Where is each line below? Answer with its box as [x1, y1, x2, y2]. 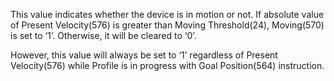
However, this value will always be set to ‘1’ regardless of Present [10, 49, 278, 61]
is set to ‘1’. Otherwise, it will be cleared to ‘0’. [10, 30, 197, 41]
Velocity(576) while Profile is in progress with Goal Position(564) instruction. [10, 60, 325, 71]
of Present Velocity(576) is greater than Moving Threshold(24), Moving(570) [10, 19, 325, 31]
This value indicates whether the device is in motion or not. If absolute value [10, 9, 325, 20]
